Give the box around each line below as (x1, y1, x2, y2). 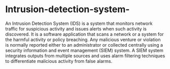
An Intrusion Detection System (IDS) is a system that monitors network (5, 20, 153, 26)
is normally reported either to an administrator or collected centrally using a (5, 42, 163, 48)
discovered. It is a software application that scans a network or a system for (5, 31, 164, 37)
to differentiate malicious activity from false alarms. (5, 58, 113, 64)
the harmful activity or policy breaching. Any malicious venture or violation (5, 37, 161, 43)
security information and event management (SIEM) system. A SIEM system (5, 47, 163, 53)
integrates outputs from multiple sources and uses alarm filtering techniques (5, 52, 165, 59)
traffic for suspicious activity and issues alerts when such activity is (5, 25, 147, 31)
